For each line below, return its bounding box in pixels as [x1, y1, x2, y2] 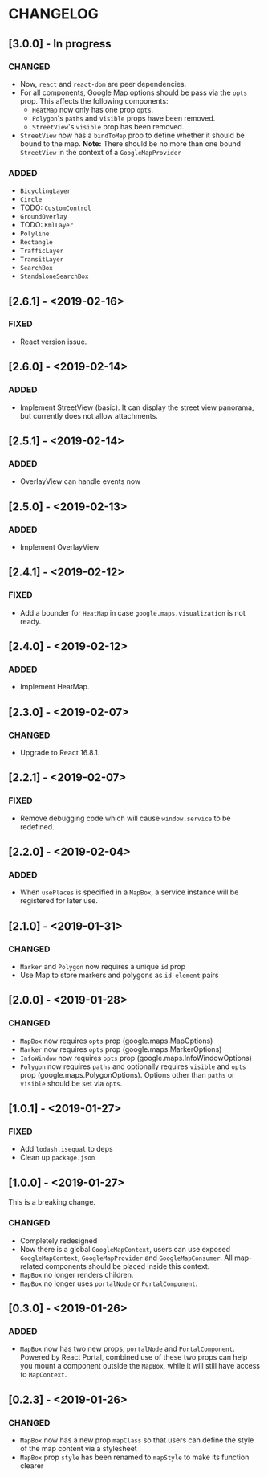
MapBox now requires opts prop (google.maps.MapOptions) [19, 1036, 213, 1045]
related [19, 1261, 44, 1270]
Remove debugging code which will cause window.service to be [19, 813, 231, 823]
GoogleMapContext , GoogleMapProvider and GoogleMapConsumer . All [19, 1253, 233, 1262]
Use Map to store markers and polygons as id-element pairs [19, 970, 219, 980]
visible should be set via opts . [19, 1078, 123, 1088]
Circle [19, 196, 43, 204]
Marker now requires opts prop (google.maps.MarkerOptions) [19, 1044, 222, 1054]
